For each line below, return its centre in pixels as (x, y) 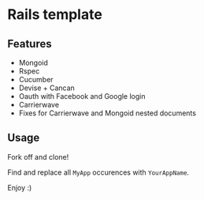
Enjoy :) (20, 187)
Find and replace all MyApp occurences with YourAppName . (98, 172)
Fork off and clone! (38, 157)
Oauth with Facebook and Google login (82, 96)
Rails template (55, 15)
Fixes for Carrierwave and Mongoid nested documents (107, 113)
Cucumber (36, 79)
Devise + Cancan (47, 88)
